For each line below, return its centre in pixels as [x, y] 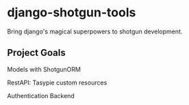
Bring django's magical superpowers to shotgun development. [95, 31]
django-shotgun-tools [72, 13]
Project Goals [37, 53]
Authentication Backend [41, 95]
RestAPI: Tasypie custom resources [57, 82]
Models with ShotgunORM [44, 69]
